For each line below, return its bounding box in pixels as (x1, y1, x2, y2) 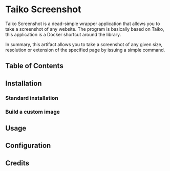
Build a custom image (5, 108, 60, 115)
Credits (5, 159, 30, 167)
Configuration (5, 141, 51, 150)
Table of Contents (5, 61, 64, 70)
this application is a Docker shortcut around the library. (5, 31, 121, 37)
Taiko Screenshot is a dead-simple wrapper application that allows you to (5, 20, 160, 27)
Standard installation (5, 94, 59, 101)
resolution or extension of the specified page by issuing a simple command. (5, 47, 165, 53)
